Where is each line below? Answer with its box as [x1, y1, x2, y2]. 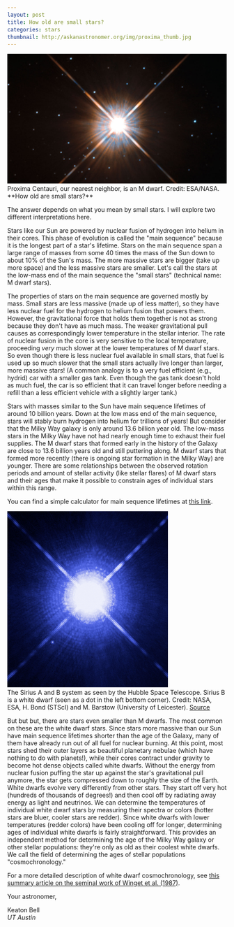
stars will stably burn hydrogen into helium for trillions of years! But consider [7, 417, 226, 425]
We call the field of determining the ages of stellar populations [7, 850, 186, 858]
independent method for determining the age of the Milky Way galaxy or [7, 835, 214, 844]
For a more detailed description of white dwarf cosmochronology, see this [7, 871, 220, 879]
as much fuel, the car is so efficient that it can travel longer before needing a [7, 381, 227, 389]
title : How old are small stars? [7, 18, 104, 26]
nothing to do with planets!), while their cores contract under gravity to [7, 754, 210, 762]
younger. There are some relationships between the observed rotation [7, 461, 208, 470]
